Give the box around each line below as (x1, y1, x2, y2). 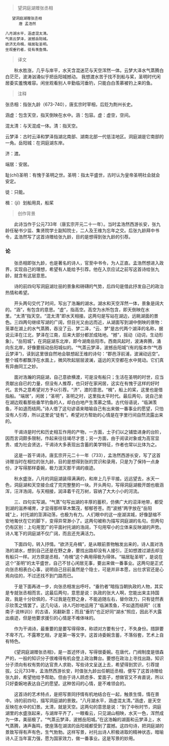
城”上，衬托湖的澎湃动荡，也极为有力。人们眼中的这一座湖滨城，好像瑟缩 (5, 511, 157, 518)
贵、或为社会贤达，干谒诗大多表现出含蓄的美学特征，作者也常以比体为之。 (5, 441, 159, 448)
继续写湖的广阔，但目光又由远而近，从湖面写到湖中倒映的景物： (31, 319, 164, 325)
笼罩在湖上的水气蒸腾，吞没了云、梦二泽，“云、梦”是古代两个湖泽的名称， (5, 325, 159, 332)
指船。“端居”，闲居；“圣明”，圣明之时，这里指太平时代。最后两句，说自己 (5, 393, 158, 399)
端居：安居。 (5, 161, 32, 167)
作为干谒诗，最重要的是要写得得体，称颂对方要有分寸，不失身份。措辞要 (14, 625, 164, 632)
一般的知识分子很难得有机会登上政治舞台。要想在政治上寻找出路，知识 (18, 655, 164, 661)
